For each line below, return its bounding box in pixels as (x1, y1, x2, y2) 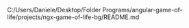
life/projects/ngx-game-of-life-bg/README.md (7, 13, 140, 21)
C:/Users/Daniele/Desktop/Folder (7, 6, 101, 14)
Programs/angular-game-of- (102, 6, 183, 14)
